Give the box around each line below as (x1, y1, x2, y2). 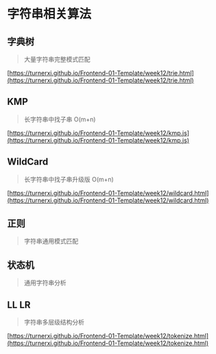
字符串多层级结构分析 (23, 318, 84, 327)
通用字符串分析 (23, 279, 67, 287)
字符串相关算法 (7, 6, 92, 22)
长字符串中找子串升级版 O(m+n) (23, 175, 115, 183)
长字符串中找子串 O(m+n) (23, 115, 96, 123)
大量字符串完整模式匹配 (23, 56, 91, 63)
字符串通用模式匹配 (23, 237, 79, 246)
